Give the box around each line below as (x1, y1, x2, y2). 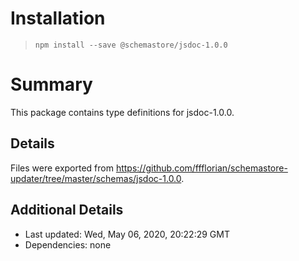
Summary (10, 73, 93, 96)
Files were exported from (10, 162, 114, 174)
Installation (10, 7, 106, 30)
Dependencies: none (24, 238, 112, 251)
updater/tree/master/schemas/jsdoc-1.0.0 (10, 172, 182, 184)
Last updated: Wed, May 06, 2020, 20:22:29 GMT (24, 228, 230, 240)
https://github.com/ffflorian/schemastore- (115, 162, 288, 174)
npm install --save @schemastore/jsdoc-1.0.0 (34, 40, 228, 50)
